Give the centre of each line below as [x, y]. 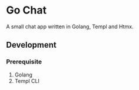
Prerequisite [24, 62]
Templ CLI [27, 81]
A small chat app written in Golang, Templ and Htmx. [70, 26]
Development [32, 45]
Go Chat [27, 10]
